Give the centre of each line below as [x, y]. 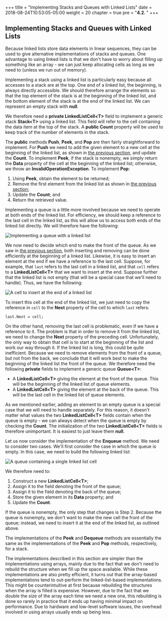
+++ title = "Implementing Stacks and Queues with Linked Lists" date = [78, 7]
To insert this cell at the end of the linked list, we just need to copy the [77, 302]
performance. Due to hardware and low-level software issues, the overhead [83, 606]
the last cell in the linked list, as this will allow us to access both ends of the [83, 220]
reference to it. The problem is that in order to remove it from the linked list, [83, 331]
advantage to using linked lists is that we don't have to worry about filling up [84, 59]
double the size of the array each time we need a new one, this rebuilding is [83, 596]
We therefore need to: [28, 471]
